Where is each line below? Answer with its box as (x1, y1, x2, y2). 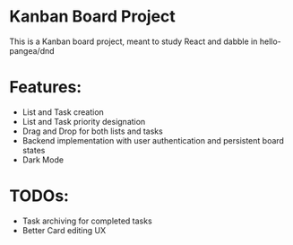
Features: (9, 77, 82, 98)
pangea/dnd (9, 45, 56, 56)
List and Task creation (22, 106, 105, 118)
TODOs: (9, 186, 70, 206)
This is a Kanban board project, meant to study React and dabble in (9, 36, 258, 47)
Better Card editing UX (22, 224, 107, 235)
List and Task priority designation (22, 116, 146, 127)
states (22, 144, 46, 155)
